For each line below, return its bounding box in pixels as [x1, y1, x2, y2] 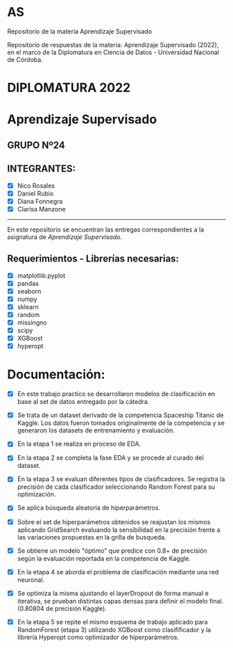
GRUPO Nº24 [7, 139, 66, 151]
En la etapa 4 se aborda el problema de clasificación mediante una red [17, 567, 219, 576]
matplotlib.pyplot [17, 271, 66, 280]
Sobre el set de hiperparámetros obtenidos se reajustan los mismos [17, 517, 211, 526]
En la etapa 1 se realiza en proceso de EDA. [17, 439, 141, 448]
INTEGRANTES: [7, 163, 76, 175]
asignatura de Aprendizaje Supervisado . [7, 232, 123, 241]
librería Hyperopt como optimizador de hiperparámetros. [17, 633, 180, 641]
